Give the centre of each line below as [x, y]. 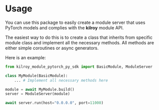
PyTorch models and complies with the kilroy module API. [64, 27]
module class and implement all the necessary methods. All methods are [80, 42]
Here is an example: [26, 57]
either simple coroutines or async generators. [52, 48]
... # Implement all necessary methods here [61, 80]
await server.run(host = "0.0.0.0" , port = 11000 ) [54, 103]
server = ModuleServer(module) [38, 94]
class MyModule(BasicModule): [37, 76]
